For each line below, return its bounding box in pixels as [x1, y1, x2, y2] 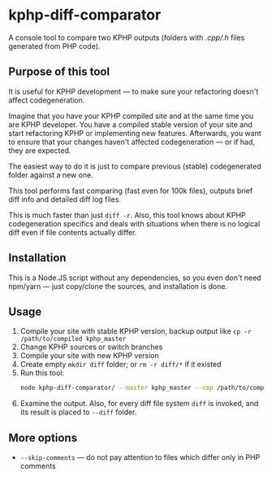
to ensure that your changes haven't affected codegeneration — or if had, [8, 137, 256, 147]
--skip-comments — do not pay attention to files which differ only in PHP [19, 453, 261, 462]
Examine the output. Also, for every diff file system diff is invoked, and [19, 399, 259, 409]
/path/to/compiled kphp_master [19, 335, 127, 344]
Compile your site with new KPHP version [19, 351, 160, 361]
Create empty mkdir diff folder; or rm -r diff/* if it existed [19, 360, 222, 370]
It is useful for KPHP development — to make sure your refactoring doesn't [8, 86, 259, 96]
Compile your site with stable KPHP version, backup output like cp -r [19, 326, 252, 336]
